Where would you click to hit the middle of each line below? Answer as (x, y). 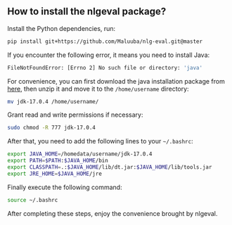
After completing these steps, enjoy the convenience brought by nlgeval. (112, 213)
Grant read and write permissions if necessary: (75, 115)
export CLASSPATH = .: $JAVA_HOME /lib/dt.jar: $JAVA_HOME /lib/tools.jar (110, 167)
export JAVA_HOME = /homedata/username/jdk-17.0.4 (80, 154)
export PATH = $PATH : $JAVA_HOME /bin (58, 161)
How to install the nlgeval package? (87, 12)
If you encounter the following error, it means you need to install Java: (109, 55)
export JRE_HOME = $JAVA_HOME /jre (54, 174)
